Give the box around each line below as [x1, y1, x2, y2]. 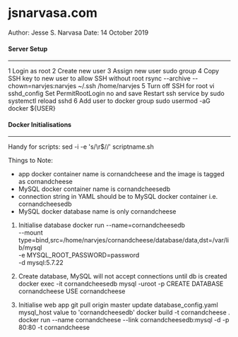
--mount [18, 228, 43, 237]
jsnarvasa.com [8, 5, 98, 21]
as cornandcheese [18, 178, 73, 186]
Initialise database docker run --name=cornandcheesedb [18, 221, 186, 230]
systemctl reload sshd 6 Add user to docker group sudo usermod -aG [8, 97, 210, 105]
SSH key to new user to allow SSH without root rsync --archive [8, 74, 191, 82]
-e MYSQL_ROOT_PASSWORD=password [18, 251, 140, 259]
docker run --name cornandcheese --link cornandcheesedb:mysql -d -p [18, 316, 230, 324]
